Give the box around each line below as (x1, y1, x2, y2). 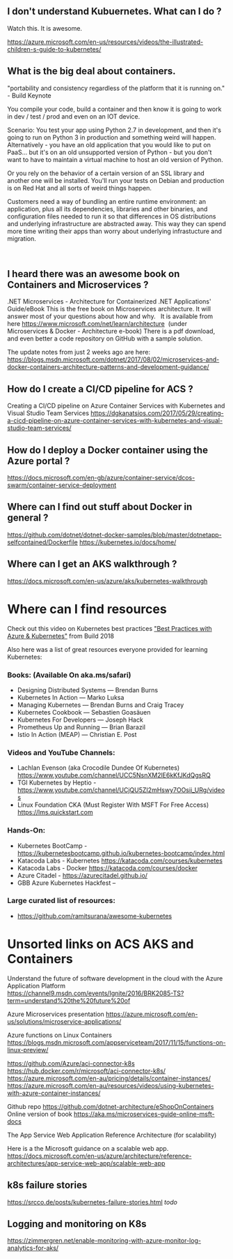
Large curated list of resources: (7, 896, 116, 906)
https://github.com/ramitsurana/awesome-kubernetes (17, 911, 172, 920)
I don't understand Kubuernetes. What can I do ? (7, 6, 222, 17)
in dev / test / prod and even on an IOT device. (7, 112, 140, 121)
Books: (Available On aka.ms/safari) (7, 670, 131, 680)
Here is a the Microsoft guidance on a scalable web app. (7, 1144, 169, 1152)
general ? (7, 512, 49, 524)
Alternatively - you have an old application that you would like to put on (7, 140, 211, 149)
